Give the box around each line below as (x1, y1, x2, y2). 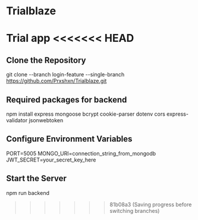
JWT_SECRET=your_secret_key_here (6, 156, 96, 163)
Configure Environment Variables (6, 134, 133, 144)
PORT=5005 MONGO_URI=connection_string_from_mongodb (6, 150, 156, 157)
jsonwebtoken (29, 117, 64, 123)
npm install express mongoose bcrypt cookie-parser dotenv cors (6, 110, 165, 117)
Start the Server (6, 173, 67, 184)
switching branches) (109, 207, 160, 214)
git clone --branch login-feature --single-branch (6, 71, 125, 78)
